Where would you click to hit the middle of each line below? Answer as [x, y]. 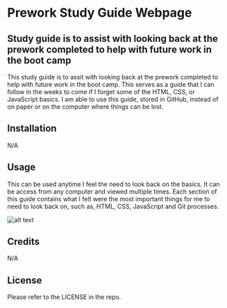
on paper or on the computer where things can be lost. [85, 107]
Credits [24, 242]
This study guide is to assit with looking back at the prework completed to [113, 77]
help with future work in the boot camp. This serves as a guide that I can [111, 84]
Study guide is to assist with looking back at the [113, 39]
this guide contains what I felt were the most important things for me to [109, 199]
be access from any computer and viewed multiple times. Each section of [112, 191]
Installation [32, 129]
